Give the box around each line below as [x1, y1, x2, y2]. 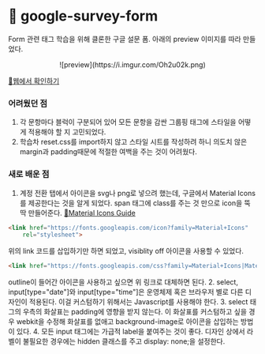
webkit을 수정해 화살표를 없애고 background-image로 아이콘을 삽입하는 [16, 317, 239, 326]
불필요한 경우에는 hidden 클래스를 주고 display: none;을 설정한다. [22, 337, 226, 346]
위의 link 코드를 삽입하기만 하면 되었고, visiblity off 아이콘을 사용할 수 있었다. [8, 247, 244, 256]
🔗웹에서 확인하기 [8, 76, 60, 85]
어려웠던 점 [8, 98, 48, 109]
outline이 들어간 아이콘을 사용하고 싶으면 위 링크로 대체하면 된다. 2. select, [8, 277, 239, 287]
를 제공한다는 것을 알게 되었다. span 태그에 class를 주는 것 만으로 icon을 [19, 198, 243, 208]
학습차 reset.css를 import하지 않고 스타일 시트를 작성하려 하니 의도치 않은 [19, 137, 248, 147]
